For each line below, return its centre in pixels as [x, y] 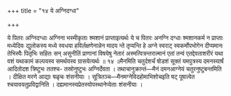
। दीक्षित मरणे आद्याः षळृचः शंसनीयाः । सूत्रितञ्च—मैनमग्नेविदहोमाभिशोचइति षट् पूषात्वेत [101, 77]
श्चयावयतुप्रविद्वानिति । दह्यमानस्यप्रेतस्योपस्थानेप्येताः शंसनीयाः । [75, 84]
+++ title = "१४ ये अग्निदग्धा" [43, 11]
